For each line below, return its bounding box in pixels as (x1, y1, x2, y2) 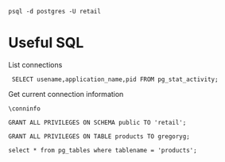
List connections (8, 60, 63, 69)
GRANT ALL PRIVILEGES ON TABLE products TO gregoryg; (8, 132, 191, 141)
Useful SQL (8, 34, 84, 52)
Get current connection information (8, 89, 124, 98)
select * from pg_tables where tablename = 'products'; (8, 146, 197, 154)
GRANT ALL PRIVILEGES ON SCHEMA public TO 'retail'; (8, 118, 187, 126)
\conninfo (8, 104, 41, 113)
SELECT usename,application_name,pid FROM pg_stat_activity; (11, 75, 219, 83)
